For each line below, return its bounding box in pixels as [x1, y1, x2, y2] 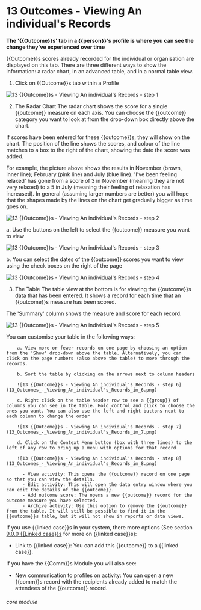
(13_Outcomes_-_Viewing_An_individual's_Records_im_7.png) [6, 429, 158, 435]
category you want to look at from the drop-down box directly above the [14, 116, 194, 123]
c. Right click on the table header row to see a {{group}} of [17, 397, 179, 404]
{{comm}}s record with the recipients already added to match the [14, 578, 178, 585]
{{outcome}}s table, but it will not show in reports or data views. [6, 513, 185, 519]
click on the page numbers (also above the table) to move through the [6, 355, 190, 362]
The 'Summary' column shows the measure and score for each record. [6, 310, 182, 317]
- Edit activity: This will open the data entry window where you [22, 481, 193, 488]
